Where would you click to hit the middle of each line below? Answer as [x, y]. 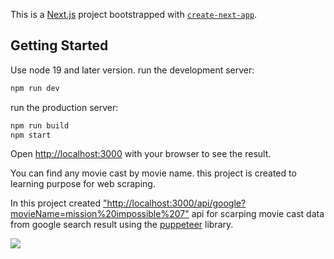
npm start [31, 135]
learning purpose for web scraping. [83, 184]
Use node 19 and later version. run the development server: [132, 70]
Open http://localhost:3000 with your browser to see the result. [141, 154]
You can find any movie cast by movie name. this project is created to [153, 173]
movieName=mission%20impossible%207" [100, 214]
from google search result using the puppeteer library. [122, 225]
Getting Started [59, 45]
